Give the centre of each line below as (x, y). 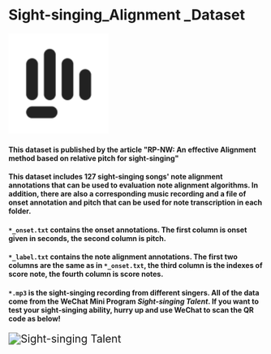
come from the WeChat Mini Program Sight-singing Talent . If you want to (134, 301)
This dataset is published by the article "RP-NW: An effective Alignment (133, 149)
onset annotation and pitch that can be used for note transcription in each (135, 203)
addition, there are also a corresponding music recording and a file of (127, 194)
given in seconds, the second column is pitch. (87, 238)
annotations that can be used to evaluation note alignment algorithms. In (133, 185)
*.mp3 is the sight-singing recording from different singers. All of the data (134, 292)
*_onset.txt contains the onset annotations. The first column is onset (128, 230)
